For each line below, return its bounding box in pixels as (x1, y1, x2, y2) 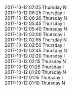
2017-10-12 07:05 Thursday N (5, 5, 67, 10)
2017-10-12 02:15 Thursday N (5, 58, 66, 64)
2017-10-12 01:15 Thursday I (5, 75, 63, 80)
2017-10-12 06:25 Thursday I (5, 10, 65, 16)
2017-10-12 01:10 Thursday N (5, 80, 65, 86)
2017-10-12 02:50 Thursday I (5, 42, 65, 48)
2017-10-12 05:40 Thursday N (5, 26, 67, 32)
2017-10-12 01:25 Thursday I (5, 64, 64, 70)
